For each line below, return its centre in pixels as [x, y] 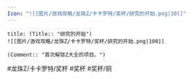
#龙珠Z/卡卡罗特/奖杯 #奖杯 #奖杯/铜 [60, 68]
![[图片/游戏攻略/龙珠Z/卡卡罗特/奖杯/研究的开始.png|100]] [86, 41]
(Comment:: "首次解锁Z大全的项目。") [57, 55]
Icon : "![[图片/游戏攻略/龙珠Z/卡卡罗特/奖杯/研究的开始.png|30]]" [97, 14]
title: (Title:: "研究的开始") [50, 34]
